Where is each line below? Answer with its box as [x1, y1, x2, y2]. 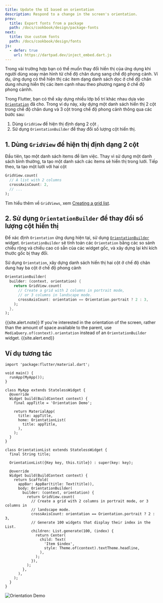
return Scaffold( [14, 478, 49, 482]
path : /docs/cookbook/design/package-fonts [9, 25, 98, 30]
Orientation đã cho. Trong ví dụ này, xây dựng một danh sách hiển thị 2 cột [5, 101, 156, 107]
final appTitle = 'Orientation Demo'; [14, 401, 92, 405]
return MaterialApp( [14, 409, 55, 414]
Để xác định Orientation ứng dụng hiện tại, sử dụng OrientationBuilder [5, 235, 149, 241]
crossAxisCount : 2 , [9, 182, 49, 187]
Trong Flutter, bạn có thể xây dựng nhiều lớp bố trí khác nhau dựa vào [5, 96, 145, 102]
